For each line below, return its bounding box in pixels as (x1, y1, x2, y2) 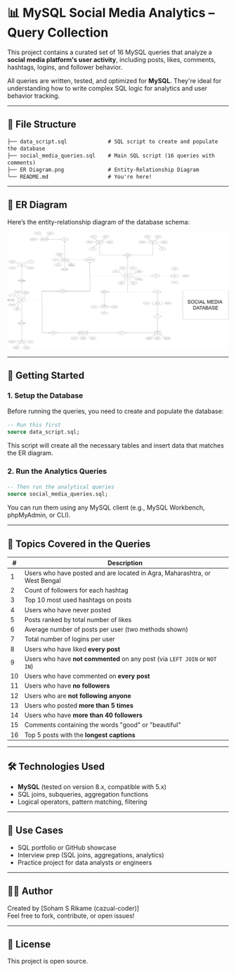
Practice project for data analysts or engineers (17, 858, 152, 866)
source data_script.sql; (7, 429, 80, 436)
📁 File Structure (7, 118, 77, 130)
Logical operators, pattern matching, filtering (17, 797, 147, 806)
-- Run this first (7, 421, 61, 429)
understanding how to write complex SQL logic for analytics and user (7, 84, 208, 92)
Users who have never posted (24, 605, 111, 614)
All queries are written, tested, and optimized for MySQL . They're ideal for (7, 76, 222, 84)
